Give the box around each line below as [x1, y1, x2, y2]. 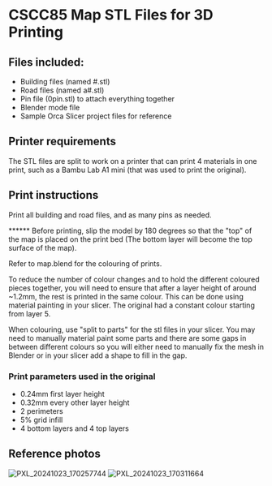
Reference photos [8, 447, 101, 461]
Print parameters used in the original [8, 371, 156, 382]
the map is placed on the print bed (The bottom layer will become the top [8, 234, 253, 244]
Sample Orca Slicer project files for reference [19, 111, 172, 121]
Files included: [8, 55, 84, 69]
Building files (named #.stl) [19, 77, 110, 86]
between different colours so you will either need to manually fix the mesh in [8, 342, 264, 351]
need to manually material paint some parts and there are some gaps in [8, 333, 247, 342]
